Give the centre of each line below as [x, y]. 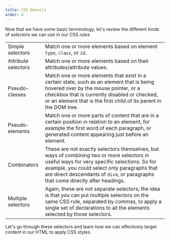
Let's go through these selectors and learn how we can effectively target [81, 226]
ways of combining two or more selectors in [97, 155]
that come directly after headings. [85, 180]
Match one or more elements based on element [101, 46]
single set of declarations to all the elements [97, 208]
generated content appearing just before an [97, 134]
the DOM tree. [61, 107]
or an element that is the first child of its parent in [103, 101]
